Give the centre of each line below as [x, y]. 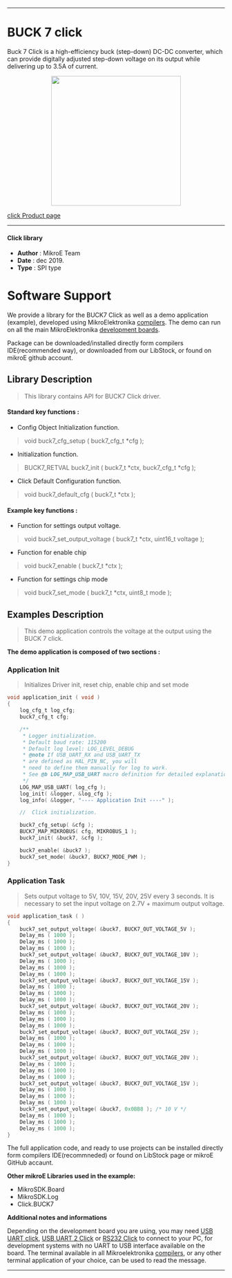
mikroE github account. [40, 358]
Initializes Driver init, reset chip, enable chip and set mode [106, 685]
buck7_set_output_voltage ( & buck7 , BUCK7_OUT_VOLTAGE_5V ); [108, 929]
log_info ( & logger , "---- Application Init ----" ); [97, 800]
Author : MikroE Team [49, 253]
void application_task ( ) [46, 916]
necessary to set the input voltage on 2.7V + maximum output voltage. [124, 903]
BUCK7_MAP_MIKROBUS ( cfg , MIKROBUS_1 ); [78, 832]
